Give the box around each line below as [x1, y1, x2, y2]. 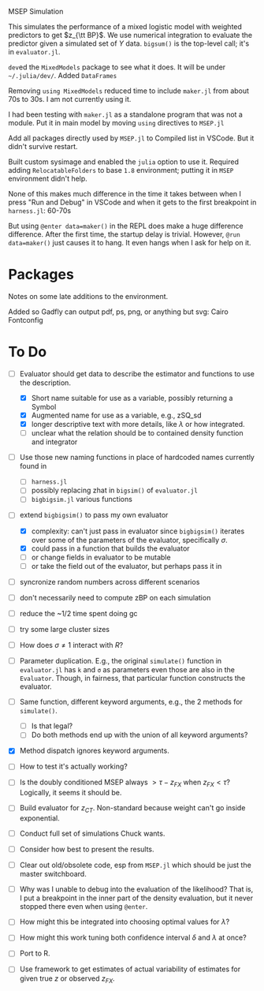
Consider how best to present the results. [19, 844, 155, 855]
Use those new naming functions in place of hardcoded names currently [19, 453, 255, 462]
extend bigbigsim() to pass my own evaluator [19, 510, 169, 520]
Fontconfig [8, 315, 43, 324]
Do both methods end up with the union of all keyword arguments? [31, 730, 248, 740]
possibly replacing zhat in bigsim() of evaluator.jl [31, 485, 199, 495]
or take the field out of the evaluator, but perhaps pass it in [31, 561, 222, 570]
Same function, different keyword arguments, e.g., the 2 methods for [19, 697, 243, 707]
